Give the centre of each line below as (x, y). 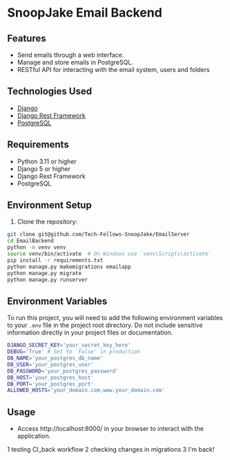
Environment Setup (49, 205)
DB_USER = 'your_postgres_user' (51, 364)
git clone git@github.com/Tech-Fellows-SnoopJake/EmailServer (98, 235)
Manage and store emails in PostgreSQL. (75, 62)
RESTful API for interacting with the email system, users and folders (113, 70)
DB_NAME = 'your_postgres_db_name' (55, 358)
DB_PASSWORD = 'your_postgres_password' (63, 371)
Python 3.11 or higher (47, 161)
